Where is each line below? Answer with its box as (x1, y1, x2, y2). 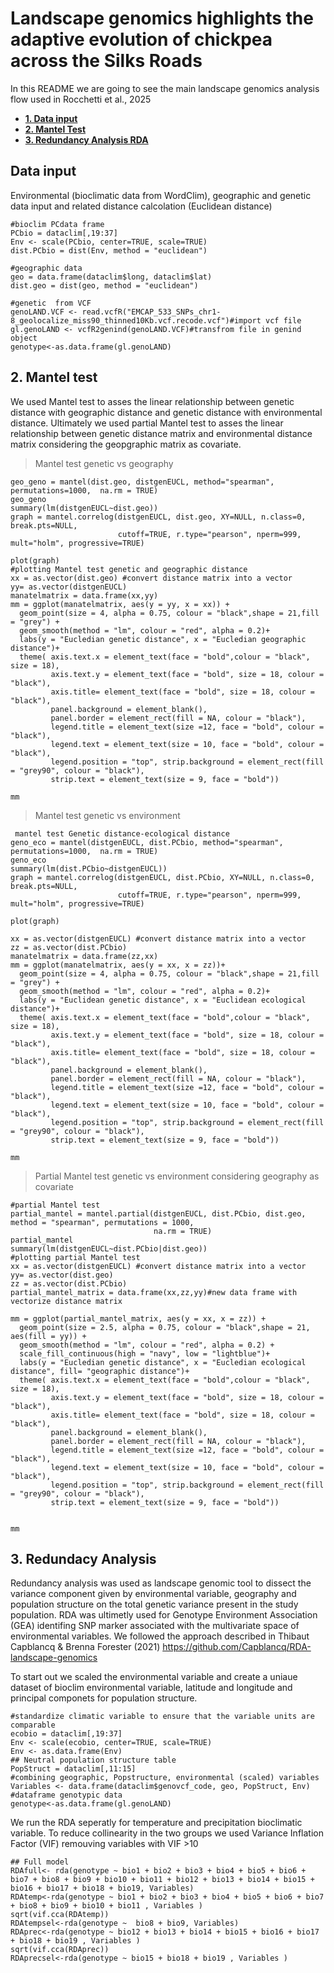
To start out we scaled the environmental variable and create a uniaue (10, 1671, 298, 1683)
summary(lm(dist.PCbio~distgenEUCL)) (10, 863, 168, 874)
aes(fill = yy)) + (10, 1331, 87, 1341)
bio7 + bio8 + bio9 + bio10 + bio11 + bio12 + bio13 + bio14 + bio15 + (10, 1875, 315, 1885)
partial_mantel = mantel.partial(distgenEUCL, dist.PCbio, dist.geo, (10, 1208, 307, 1219)
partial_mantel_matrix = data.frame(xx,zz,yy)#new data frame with (10, 1287, 298, 1297)
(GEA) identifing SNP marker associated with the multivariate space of (10, 1620, 300, 1632)
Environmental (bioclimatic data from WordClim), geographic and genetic (10, 189, 312, 201)
